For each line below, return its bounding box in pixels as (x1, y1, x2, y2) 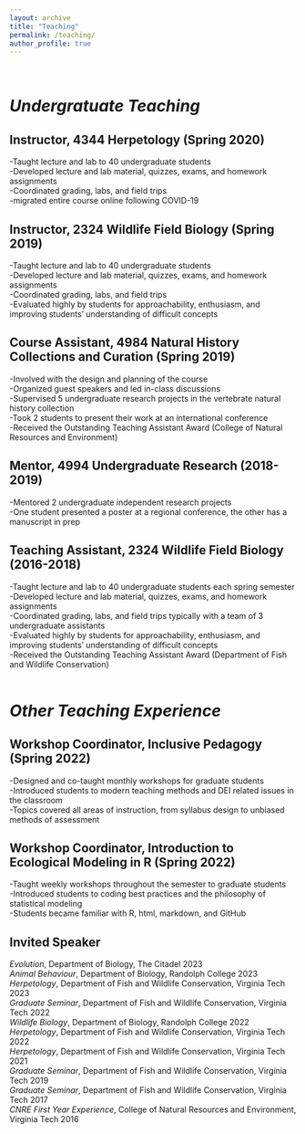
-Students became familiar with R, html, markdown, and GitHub (9, 908, 247, 919)
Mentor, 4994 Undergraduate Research (9, 458, 239, 474)
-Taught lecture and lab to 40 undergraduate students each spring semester (9, 581, 295, 592)
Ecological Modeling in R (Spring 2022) (9, 855, 236, 870)
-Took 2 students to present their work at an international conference (9, 412, 269, 423)
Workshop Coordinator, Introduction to (9, 840, 234, 856)
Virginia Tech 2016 (9, 1114, 79, 1125)
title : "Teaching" (9, 22, 79, 31)
